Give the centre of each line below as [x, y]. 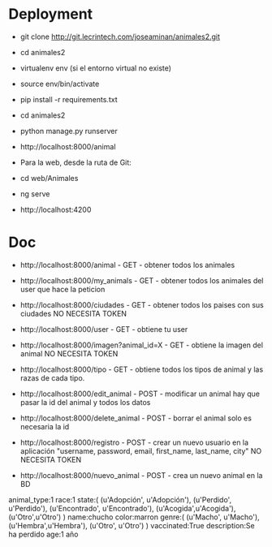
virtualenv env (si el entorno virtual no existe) [96, 68]
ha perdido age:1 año [43, 534]
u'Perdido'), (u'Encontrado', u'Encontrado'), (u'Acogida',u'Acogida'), [122, 508]
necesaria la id [45, 426]
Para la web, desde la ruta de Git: [76, 162]
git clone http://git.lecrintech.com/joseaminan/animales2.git [120, 37]
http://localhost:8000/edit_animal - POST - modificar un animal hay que [140, 394]
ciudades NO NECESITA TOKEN [73, 313]
